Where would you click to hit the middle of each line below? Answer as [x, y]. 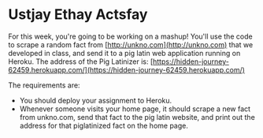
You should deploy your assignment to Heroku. [96, 100]
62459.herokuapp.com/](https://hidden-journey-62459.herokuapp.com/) [127, 69]
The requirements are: [44, 85]
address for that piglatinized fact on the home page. [104, 125]
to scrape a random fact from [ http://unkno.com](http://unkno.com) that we [131, 44]
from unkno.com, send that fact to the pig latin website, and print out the [137, 117]
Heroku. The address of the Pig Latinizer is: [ [81, 62]
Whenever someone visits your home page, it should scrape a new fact [135, 109]
